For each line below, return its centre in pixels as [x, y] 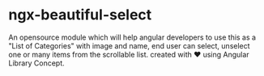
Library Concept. [36, 63]
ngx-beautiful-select [80, 15]
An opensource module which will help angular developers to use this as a [132, 37]
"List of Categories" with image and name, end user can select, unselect [129, 45]
